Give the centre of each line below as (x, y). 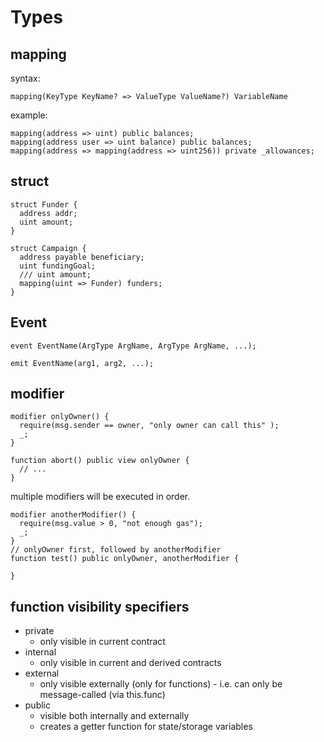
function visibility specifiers (100, 606)
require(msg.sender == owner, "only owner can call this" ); (149, 426)
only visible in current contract (102, 642)
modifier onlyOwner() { (60, 417)
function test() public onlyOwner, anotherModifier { (125, 559)
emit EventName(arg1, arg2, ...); (82, 363)
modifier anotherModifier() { (73, 515)
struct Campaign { (48, 248)
